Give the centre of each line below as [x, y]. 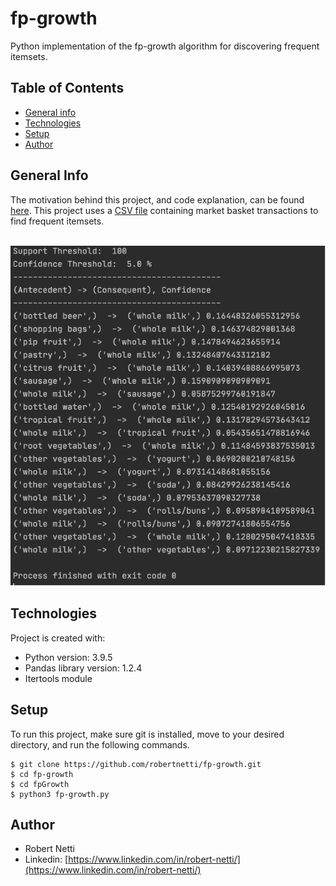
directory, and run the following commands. [100, 744]
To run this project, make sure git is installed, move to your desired [147, 734]
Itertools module [58, 678]
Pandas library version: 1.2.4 [83, 668]
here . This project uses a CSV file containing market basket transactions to [164, 210]
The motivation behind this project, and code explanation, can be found [157, 199]
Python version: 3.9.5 [68, 657]
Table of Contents [67, 88]
